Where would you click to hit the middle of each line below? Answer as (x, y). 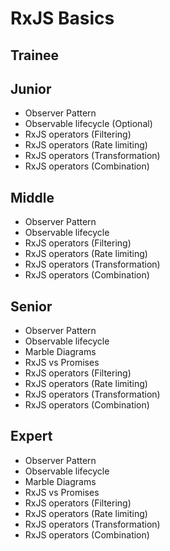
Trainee (35, 55)
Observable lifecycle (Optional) (88, 124)
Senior (31, 306)
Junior (31, 88)
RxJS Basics (62, 18)
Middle (32, 197)
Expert (31, 436)
